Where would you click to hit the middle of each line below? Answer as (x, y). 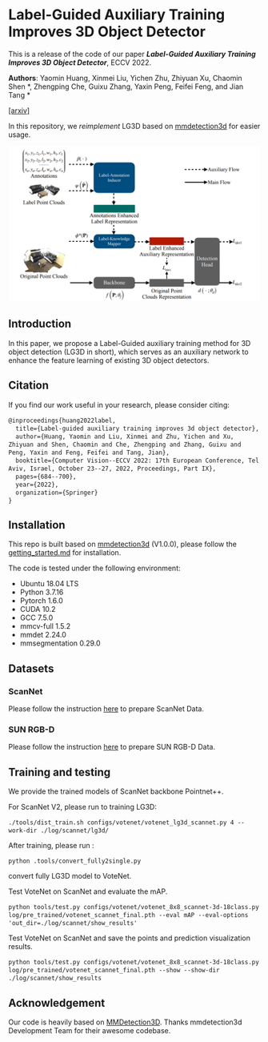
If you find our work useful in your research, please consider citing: (119, 404)
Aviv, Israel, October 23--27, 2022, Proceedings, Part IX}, (112, 469)
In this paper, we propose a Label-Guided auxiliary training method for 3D (130, 343)
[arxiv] (19, 111)
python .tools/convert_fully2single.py (75, 861)
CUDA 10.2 (38, 610)
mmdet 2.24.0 (43, 635)
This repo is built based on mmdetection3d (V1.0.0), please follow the (123, 544)
